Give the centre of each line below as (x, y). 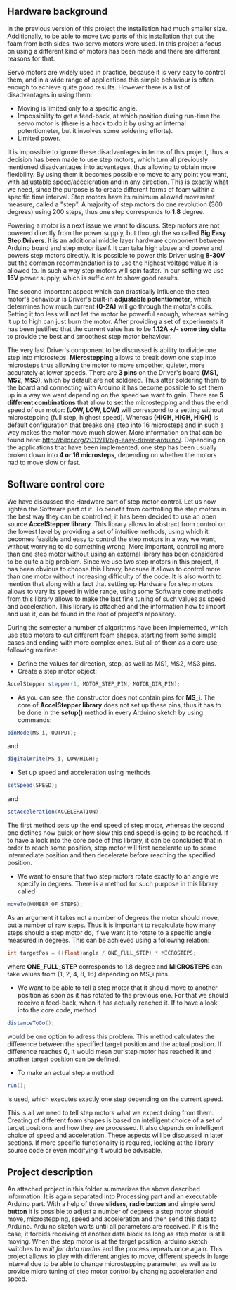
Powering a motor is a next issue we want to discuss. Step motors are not (113, 225)
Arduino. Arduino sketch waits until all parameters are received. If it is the (113, 1227)
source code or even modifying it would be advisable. (85, 1150)
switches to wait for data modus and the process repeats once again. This (115, 1249)
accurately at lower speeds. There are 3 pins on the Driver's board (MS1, (113, 372)
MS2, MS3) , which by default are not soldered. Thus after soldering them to (117, 380)
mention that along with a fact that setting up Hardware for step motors (110, 583)
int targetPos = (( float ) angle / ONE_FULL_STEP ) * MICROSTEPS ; (102, 953)
